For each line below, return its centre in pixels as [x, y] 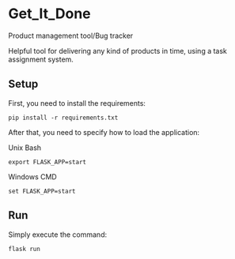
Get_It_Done [49, 14]
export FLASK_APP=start [47, 162]
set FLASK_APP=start [42, 191]
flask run [25, 249]
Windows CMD [32, 176]
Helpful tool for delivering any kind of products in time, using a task [118, 51]
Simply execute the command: [58, 235]
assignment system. [41, 59]
